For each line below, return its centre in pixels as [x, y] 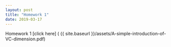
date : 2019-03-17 [24, 19]
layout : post [19, 10]
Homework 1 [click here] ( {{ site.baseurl [48, 34]
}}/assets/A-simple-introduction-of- [129, 34]
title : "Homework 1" [27, 15]
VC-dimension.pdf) [26, 39]
